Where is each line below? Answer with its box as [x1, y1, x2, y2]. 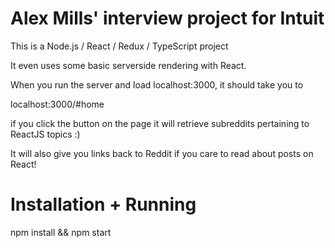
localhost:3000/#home [10, 98, 105, 110]
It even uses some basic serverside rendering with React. [10, 59, 247, 71]
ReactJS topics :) [10, 128, 81, 140]
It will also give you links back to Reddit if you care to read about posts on [10, 147, 314, 159]
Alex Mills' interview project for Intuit [10, 7, 325, 30]
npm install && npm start [10, 226, 112, 238]
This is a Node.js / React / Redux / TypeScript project [10, 40, 229, 52]
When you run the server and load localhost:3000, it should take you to [10, 78, 304, 91]
